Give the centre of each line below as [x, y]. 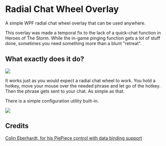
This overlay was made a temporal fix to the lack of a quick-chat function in [83, 32]
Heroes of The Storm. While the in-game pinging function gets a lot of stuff [83, 38]
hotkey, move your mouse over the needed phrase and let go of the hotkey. [83, 85]
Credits [17, 126]
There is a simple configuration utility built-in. [52, 100]
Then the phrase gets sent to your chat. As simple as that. [65, 91]
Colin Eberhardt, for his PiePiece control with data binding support [74, 138]
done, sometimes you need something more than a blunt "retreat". [73, 43]
